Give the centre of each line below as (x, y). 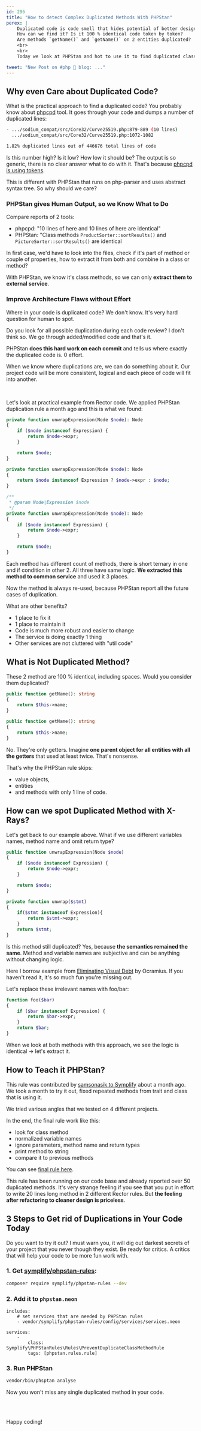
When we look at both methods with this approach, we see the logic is (93, 1045)
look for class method (42, 1132)
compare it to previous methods (54, 1157)
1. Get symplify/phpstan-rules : (51, 1271)
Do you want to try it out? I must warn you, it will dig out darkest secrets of (98, 1243)
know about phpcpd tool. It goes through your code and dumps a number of (100, 112)
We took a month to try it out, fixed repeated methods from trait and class (97, 1091)
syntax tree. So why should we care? (52, 188)
